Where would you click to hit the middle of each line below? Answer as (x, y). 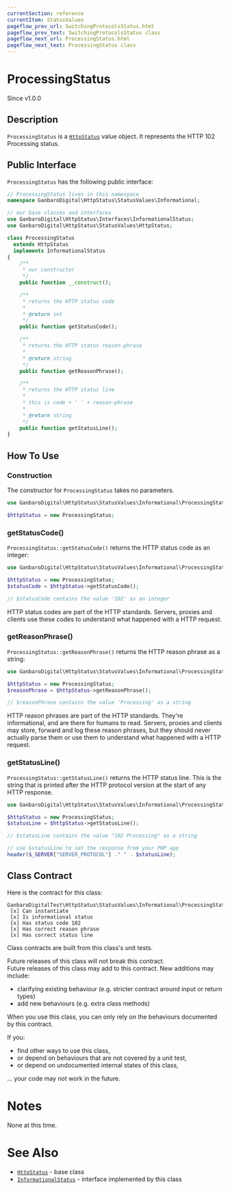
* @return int (42, 314)
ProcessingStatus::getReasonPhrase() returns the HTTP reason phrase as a (114, 651)
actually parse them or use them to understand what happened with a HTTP (114, 738)
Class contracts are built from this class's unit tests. (80, 947)
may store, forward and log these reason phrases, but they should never (109, 730)
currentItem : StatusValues (46, 20)
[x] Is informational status (52, 917)
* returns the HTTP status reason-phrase (82, 346)
